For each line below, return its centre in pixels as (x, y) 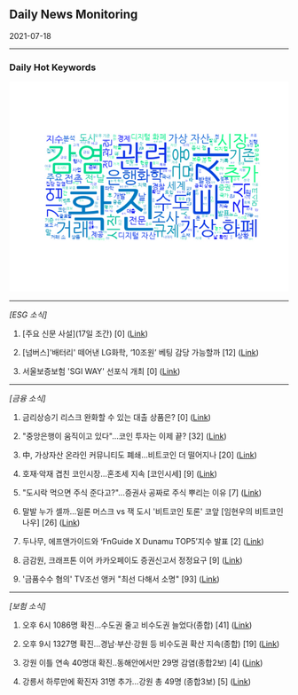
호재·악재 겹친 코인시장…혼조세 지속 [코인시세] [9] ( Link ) (119, 474)
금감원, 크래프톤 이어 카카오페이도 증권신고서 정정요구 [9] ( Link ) (132, 560)
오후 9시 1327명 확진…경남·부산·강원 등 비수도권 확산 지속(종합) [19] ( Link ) (151, 644)
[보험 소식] (27, 606)
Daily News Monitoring (74, 15)
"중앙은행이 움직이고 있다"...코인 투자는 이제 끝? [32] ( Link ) (125, 436)
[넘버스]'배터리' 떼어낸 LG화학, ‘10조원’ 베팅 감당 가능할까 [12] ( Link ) (141, 353)
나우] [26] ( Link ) (51, 523)
